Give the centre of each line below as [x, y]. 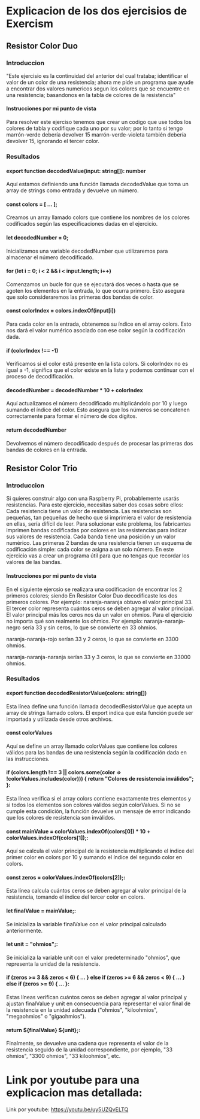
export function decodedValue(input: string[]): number [76, 171]
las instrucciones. [28, 759]
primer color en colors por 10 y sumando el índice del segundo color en [94, 857]
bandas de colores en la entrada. [47, 450]
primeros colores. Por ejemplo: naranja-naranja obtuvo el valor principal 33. [99, 602]
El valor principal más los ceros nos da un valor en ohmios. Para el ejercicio [99, 614]
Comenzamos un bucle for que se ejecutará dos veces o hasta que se [93, 284]
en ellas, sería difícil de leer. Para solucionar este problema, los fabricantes [99, 524]
